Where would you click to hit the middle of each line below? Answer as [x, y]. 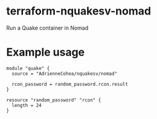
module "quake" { [28, 68]
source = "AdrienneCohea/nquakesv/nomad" [65, 74]
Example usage [46, 52]
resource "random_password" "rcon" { [54, 100]
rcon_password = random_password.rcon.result [70, 84]
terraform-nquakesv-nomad [79, 11]
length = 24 [27, 105]
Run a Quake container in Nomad [47, 28]
